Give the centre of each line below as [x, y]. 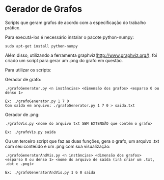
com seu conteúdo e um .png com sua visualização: [58, 146]
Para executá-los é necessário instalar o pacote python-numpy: [69, 37]
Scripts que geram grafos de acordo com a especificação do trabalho [76, 22]
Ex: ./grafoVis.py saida [30, 132]
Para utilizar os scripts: [28, 70]
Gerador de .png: [23, 114]
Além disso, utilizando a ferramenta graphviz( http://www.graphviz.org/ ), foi [81, 55]
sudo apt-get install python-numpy [41, 46]
